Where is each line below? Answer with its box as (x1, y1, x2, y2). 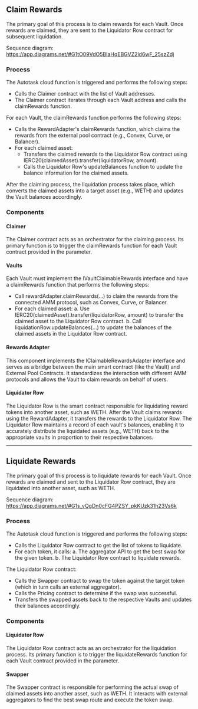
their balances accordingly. (14, 602, 81, 609)
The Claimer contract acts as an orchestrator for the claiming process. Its (6, 236, 184, 243)
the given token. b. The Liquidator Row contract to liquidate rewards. (14, 554, 181, 561)
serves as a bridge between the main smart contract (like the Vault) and (6, 363, 180, 370)
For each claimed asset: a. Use (14, 305, 90, 312)
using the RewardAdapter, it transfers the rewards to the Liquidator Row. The (6, 415, 192, 422)
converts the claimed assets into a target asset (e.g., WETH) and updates (6, 187, 184, 194)
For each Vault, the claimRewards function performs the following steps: (6, 114, 181, 122)
